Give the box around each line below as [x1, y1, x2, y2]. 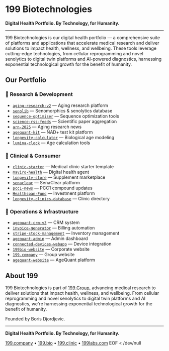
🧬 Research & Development [5, 91, 73, 98]
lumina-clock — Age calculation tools [12, 140, 91, 146]
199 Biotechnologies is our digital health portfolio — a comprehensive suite [5, 34, 160, 41]
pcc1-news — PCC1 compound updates [12, 185, 93, 191]
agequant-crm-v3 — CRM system [12, 219, 80, 225]
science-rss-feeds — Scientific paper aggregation [12, 118, 117, 124]
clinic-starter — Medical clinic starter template [12, 163, 114, 169]
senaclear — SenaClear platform [12, 179, 80, 185]
